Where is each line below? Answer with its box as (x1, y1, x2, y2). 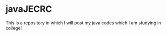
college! (5, 25, 22, 31)
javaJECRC (5, 3, 53, 15)
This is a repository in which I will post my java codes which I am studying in (5, 20, 162, 26)
